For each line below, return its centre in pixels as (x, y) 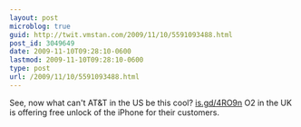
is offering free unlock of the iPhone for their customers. (115, 112)
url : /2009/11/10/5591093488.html (75, 77)
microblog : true (40, 26)
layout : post (34, 18)
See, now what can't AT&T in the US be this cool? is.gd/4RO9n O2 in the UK (151, 103)
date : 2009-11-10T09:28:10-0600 (70, 52)
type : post (30, 69)
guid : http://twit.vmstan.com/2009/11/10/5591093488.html (121, 34)
